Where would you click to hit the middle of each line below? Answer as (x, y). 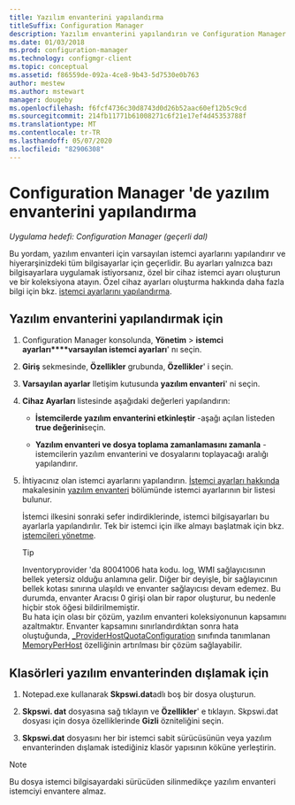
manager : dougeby (41, 100)
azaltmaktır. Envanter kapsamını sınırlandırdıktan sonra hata (130, 626)
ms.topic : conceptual (49, 67)
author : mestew (37, 83)
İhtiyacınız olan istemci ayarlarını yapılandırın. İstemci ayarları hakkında (151, 481)
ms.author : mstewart (47, 91)
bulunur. (37, 499)
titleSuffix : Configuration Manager (76, 26)
